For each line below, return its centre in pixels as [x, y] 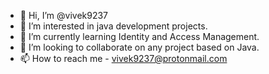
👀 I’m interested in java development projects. [113, 26]
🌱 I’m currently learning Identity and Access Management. [139, 36]
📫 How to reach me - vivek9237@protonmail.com [123, 58]
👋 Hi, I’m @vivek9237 [64, 15]
